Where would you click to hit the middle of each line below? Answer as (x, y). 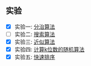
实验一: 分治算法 (35, 27)
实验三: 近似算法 (35, 42)
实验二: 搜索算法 (35, 34)
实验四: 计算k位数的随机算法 (49, 49)
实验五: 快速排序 (35, 57)
